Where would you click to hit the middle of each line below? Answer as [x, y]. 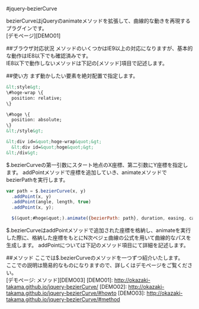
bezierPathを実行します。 [37, 179]
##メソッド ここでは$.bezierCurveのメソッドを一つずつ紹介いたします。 [95, 258]
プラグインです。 [27, 28]
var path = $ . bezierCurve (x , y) [46, 191]
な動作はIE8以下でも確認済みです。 [49, 56]
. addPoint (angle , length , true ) [52, 202]
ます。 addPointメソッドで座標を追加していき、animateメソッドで [86, 172]
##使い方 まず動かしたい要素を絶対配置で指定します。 [72, 76]
